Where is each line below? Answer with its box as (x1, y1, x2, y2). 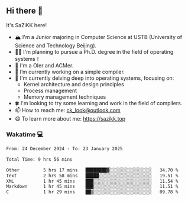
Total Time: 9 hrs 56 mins (6, 156, 73, 163)
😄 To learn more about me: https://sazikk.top (14, 115, 126, 122)
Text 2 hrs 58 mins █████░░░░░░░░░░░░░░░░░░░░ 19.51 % (6, 173, 179, 179)
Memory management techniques (23, 93, 106, 100)
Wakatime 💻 (6, 130, 44, 138)
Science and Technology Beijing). (14, 42, 97, 49)
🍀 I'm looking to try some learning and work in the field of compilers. (14, 99, 183, 106)
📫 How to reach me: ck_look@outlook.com (14, 106, 121, 114)
